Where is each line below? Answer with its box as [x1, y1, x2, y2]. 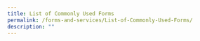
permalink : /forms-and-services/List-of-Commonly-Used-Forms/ [7, 17, 193, 24]
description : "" [7, 23, 55, 30]
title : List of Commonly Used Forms [7, 10, 114, 17]
